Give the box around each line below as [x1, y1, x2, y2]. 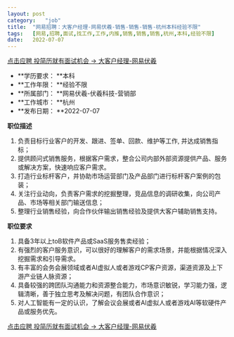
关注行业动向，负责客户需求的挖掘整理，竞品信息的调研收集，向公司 [17, 189, 215, 198]
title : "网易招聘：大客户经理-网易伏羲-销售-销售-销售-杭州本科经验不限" [7, 23, 202, 30]
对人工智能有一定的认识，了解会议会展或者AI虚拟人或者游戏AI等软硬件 [17, 298, 221, 307]
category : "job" [7, 17, 61, 24]
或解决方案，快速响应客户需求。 [17, 163, 110, 172]
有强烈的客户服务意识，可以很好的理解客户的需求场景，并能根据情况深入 [17, 246, 227, 254]
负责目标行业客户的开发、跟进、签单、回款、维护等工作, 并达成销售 [17, 136, 212, 145]
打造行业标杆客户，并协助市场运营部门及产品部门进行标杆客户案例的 [17, 172, 215, 180]
